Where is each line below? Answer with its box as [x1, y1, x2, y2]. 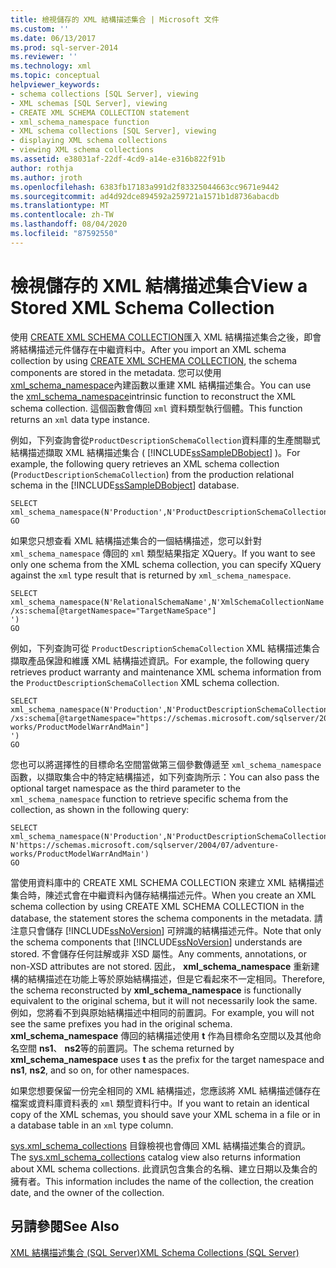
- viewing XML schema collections [10, 145, 155, 155]
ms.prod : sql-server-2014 [10, 42, 118, 53]
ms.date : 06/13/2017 [10, 33, 97, 43]
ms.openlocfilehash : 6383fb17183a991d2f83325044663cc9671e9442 [10, 182, 280, 192]
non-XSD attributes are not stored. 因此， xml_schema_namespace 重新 [10, 960, 312, 972]
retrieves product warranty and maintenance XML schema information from [10, 666, 322, 678]
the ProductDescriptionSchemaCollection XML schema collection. [10, 676, 280, 688]
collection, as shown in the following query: [10, 803, 190, 815]
